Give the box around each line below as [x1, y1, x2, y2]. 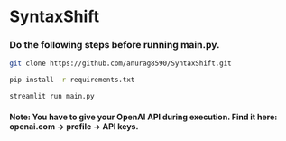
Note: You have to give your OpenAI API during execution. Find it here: [9, 111, 278, 122]
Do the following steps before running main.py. [9, 39, 220, 52]
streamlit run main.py [9, 92, 95, 101]
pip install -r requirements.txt [9, 75, 135, 85]
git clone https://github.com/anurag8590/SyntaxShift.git [9, 59, 232, 69]
